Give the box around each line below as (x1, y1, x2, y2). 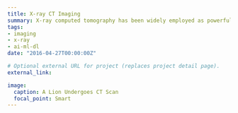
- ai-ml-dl (7, 43, 40, 50)
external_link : (7, 69, 52, 76)
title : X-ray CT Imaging (7, 10, 81, 18)
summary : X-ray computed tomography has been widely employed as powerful (7, 17, 233, 24)
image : (7, 82, 27, 89)
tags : (7, 23, 23, 30)
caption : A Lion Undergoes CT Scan (13, 88, 119, 95)
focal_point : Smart (13, 95, 72, 102)
